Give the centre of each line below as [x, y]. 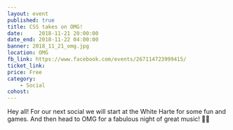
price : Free [25, 72]
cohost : [19, 92]
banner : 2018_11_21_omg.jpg [48, 46]
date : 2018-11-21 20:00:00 [53, 33]
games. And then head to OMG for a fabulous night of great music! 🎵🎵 [109, 119]
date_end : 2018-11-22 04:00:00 [53, 40]
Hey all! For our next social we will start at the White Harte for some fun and [117, 112]
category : [22, 79]
